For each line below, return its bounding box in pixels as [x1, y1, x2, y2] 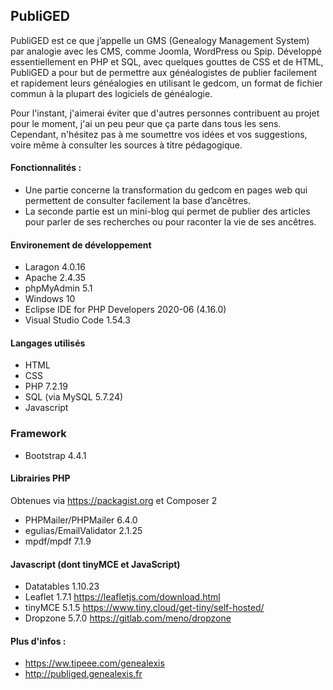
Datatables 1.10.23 [24, 580, 100, 593]
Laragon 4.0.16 [24, 261, 86, 273]
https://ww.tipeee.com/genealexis [24, 657, 165, 669]
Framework [10, 427, 67, 441]
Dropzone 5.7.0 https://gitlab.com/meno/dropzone [24, 612, 232, 624]
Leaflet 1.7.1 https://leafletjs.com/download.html [24, 591, 221, 603]
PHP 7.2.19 [24, 380, 68, 393]
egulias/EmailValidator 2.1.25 [24, 524, 143, 536]
